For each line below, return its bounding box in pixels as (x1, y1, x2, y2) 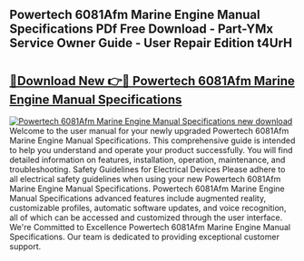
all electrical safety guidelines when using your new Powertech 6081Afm (9, 174, 281, 184)
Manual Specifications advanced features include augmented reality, (9, 193, 266, 203)
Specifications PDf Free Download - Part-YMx (9, 22, 274, 37)
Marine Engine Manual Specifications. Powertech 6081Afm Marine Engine (9, 183, 285, 194)
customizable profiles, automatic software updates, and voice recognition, (9, 203, 287, 213)
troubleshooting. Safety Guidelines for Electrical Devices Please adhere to (9, 164, 286, 175)
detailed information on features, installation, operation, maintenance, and (9, 154, 286, 165)
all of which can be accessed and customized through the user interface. (9, 212, 283, 223)
